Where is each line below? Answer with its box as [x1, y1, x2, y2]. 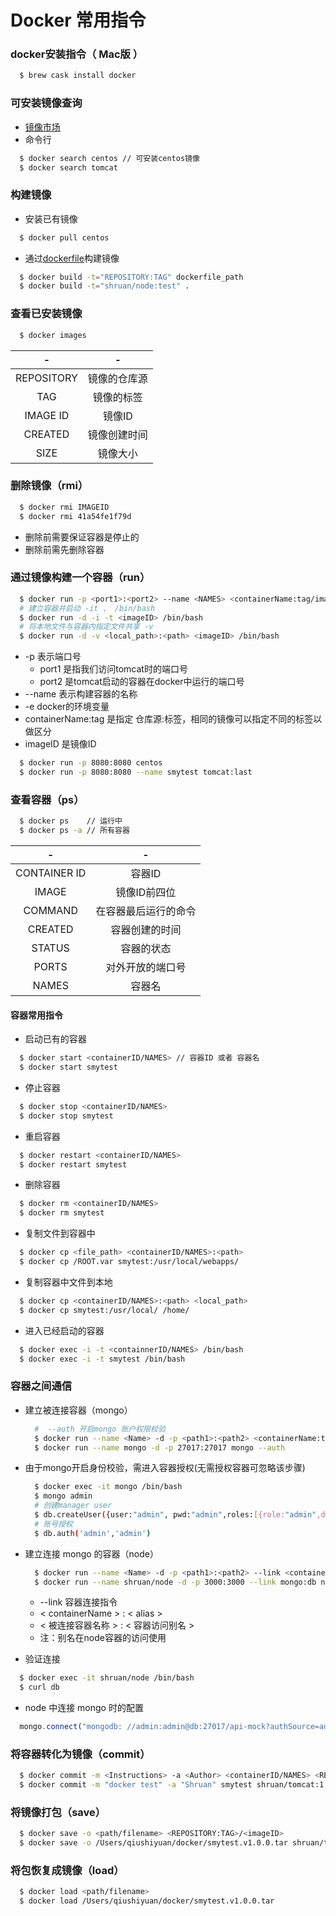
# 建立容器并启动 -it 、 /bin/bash [19, 603, 156, 613]
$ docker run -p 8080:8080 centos [19, 758, 163, 768]
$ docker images [19, 330, 87, 340]
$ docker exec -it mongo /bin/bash [34, 1482, 183, 1492]
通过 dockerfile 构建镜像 [24, 252, 120, 264]
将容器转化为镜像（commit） [10, 1747, 151, 1761]
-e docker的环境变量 [24, 701, 110, 713]
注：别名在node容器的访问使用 [39, 1632, 167, 1644]
